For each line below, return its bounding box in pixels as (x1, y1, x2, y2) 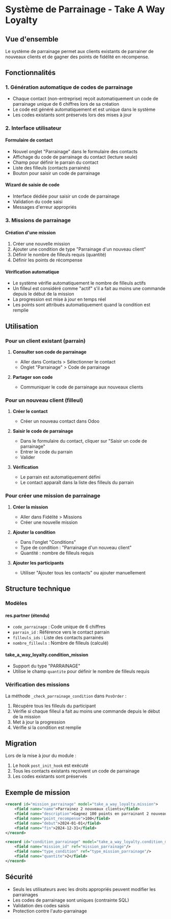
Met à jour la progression (12, 719, 66, 725)
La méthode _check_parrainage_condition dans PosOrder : (5, 693, 127, 699)
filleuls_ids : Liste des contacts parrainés (12, 635, 104, 641)
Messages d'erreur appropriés (12, 204, 77, 210)
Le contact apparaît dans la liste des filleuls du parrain (20, 479, 134, 486)
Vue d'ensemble (5, 35, 59, 43)
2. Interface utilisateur (5, 124, 62, 131)
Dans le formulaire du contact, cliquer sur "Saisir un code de (20, 438, 148, 444)
